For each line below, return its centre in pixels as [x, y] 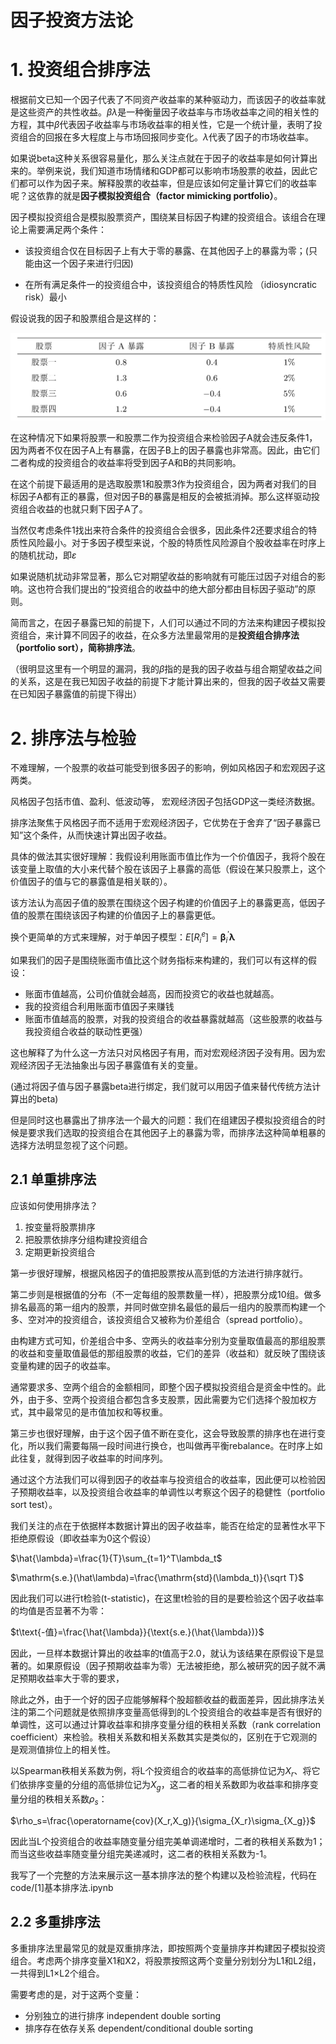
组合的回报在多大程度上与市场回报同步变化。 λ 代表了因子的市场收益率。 [166, 137]
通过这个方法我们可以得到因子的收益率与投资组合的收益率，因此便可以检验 [163, 1479]
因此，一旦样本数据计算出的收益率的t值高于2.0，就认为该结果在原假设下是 [163, 1653]
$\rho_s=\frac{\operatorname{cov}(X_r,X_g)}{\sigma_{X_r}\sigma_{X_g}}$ [163, 1820]
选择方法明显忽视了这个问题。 [71, 1145]
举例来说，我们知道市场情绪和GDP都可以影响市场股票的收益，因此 [173, 171]
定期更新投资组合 [60, 1252]
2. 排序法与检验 [73, 738]
